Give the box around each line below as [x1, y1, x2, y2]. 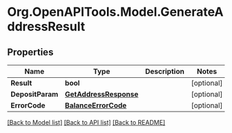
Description [144, 67, 185, 76]
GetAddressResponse [64, 90, 139, 99]
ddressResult [7, 19, 86, 34]
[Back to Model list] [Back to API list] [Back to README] [7, 119, 166, 126]
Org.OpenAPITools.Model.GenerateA [7, 4, 224, 20]
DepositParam [10, 90, 59, 99]
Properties [7, 46, 54, 58]
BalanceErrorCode [64, 101, 127, 110]
